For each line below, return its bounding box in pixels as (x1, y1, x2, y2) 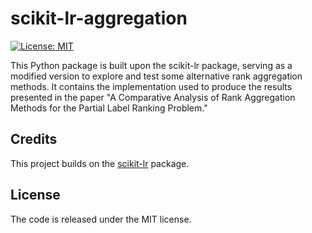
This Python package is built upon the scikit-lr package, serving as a (10, 59, 293, 71)
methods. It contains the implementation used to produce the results (10, 80, 293, 92)
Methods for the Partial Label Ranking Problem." (10, 102, 208, 114)
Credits (10, 131, 58, 148)
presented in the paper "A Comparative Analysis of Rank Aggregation (10, 91, 296, 103)
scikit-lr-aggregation (10, 7, 188, 30)
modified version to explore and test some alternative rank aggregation (10, 70, 303, 82)
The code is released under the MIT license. (10, 213, 192, 225)
